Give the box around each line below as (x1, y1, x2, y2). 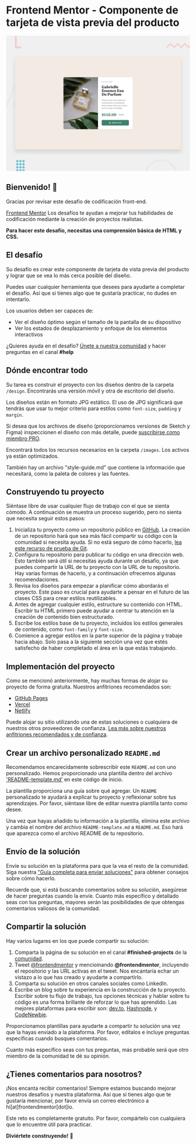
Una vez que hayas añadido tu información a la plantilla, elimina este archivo (6, 817, 190, 824)
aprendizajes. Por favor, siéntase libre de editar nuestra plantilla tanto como (6, 799, 188, 806)
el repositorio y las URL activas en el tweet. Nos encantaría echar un (14, 967, 179, 974)
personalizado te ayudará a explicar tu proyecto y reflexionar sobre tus (6, 793, 176, 800)
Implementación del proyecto (6, 662, 115, 672)
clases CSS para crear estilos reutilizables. (14, 595, 118, 602)
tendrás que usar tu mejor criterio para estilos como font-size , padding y (6, 405, 181, 412)
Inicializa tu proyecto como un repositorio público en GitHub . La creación (14, 526, 190, 533)
